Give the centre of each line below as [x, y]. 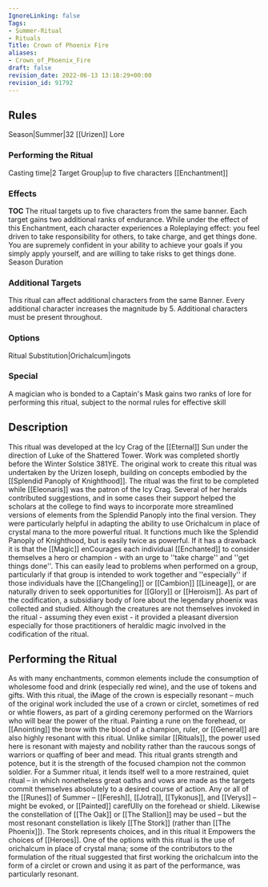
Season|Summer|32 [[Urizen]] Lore [67, 135]
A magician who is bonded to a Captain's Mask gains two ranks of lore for [130, 393]
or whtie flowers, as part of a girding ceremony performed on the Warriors [131, 712]
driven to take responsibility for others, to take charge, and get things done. [133, 236]
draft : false [30, 68]
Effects [23, 193]
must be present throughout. [55, 317]
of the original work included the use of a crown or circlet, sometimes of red [134, 704]
